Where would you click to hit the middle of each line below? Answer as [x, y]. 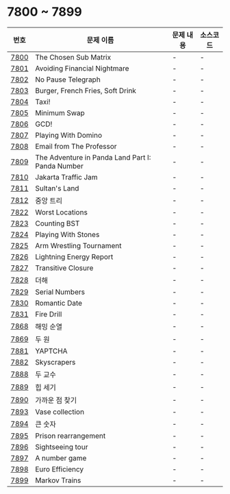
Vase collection [60, 412]
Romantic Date [59, 303]
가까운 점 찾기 [56, 400]
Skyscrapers [55, 362]
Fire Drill [49, 314]
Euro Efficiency [60, 469]
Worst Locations [61, 212]
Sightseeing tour [62, 447]
